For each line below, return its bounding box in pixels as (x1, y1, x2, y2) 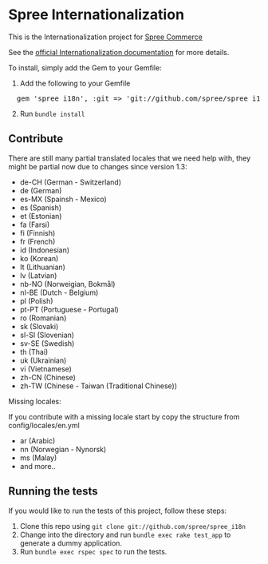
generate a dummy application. (19, 538, 122, 548)
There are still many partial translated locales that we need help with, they (8, 153, 251, 163)
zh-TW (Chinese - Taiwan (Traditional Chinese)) (19, 381, 178, 391)
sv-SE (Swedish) (19, 338, 75, 348)
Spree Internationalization (8, 6, 185, 24)
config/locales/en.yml (8, 420, 80, 430)
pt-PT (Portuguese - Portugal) (19, 304, 120, 314)
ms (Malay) (19, 453, 57, 463)
